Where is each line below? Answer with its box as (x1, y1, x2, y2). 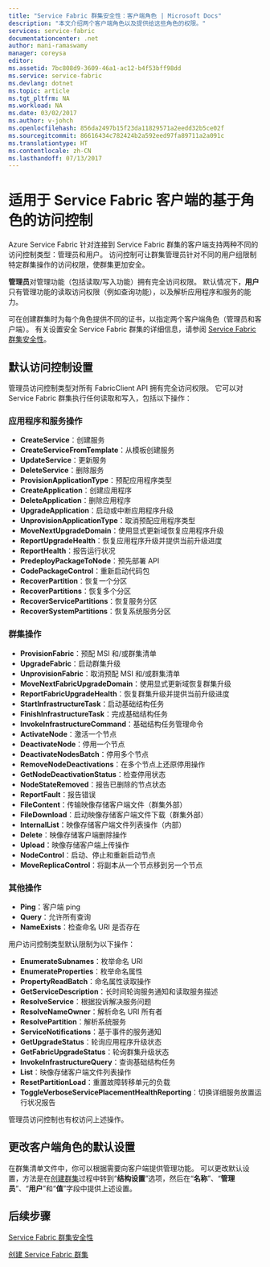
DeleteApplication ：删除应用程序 (19, 496, 131, 505)
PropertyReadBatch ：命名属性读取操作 (19, 976, 151, 986)
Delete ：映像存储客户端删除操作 (19, 829, 127, 839)
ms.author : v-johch (8, 117, 74, 125)
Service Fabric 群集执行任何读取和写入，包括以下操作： (8, 393, 193, 403)
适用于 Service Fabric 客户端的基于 (8, 191, 241, 210)
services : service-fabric (8, 27, 95, 35)
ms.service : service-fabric (8, 72, 103, 80)
